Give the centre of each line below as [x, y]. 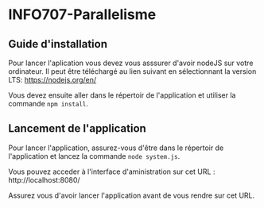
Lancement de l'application [78, 129]
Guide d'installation [58, 44]
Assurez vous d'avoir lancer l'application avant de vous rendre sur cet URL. [132, 195]
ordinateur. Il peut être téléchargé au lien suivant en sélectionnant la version [132, 71]
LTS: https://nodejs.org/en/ [52, 80]
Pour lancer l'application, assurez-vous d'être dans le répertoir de [116, 148]
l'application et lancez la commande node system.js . [94, 156]
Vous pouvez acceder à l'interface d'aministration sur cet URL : [112, 171]
